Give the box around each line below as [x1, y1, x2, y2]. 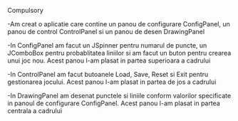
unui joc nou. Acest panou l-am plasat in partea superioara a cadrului [7, 56, 211, 65]
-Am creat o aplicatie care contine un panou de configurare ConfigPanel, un [7, 20, 230, 28]
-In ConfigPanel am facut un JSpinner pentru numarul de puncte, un [7, 41, 207, 49]
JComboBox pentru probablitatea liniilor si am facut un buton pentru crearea [7, 49, 232, 57]
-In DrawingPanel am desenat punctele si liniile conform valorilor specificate [7, 92, 232, 100]
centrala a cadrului [7, 107, 63, 115]
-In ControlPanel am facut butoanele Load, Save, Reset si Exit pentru [7, 70, 209, 78]
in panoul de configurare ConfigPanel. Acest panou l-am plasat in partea [7, 99, 221, 107]
